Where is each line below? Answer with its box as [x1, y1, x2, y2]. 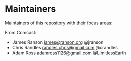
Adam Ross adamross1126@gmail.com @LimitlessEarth [12, 50, 126, 56]
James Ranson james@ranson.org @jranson [12, 39, 104, 45]
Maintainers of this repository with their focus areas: [5, 20, 113, 26]
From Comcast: [5, 29, 37, 35]
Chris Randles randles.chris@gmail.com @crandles [12, 44, 118, 50]
